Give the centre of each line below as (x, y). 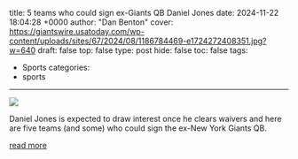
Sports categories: (56, 67)
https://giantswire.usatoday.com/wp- (77, 31)
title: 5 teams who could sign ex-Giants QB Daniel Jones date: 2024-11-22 (144, 13)
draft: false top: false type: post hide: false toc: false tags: (143, 50)
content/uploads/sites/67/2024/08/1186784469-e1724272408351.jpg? (138, 41)
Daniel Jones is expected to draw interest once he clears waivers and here (145, 119)
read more (28, 145)
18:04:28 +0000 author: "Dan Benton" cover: (91, 22)
